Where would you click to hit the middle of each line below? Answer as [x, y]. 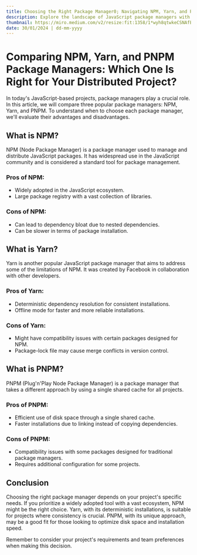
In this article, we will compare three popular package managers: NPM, [92, 105]
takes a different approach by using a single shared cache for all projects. [95, 389]
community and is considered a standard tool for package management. [93, 162]
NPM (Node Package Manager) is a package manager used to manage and [97, 150]
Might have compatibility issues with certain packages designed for [96, 338]
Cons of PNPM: [28, 439]
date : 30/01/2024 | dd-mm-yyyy [44, 28]
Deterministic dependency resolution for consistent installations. [92, 304]
